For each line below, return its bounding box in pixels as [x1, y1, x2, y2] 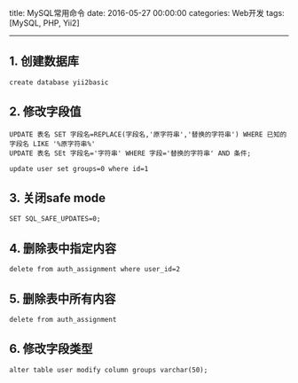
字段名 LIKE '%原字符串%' [9, 139, 96, 148]
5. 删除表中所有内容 [9, 291, 116, 306]
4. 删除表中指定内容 [9, 240, 117, 255]
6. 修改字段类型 [9, 341, 93, 356]
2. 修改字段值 [9, 105, 82, 120]
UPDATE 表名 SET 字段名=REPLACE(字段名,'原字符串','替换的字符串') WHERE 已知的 [9, 129, 287, 139]
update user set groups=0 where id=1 [9, 164, 149, 173]
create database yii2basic [9, 78, 109, 87]
